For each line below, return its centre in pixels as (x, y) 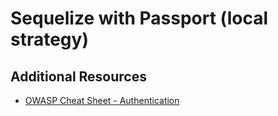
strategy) (49, 39)
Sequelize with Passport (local (139, 18)
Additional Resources (78, 76)
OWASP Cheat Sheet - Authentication (102, 100)
